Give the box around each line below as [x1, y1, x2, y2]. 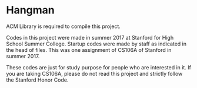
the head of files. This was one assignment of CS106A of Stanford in [6, 46, 172, 53]
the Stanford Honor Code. [6, 76, 69, 83]
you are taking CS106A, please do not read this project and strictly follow [6, 70, 183, 77]
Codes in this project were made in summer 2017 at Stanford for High [6, 34, 174, 41]
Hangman [6, 3, 55, 17]
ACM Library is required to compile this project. [6, 23, 121, 30]
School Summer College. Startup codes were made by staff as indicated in [6, 40, 187, 47]
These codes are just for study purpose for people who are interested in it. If [6, 64, 191, 71]
